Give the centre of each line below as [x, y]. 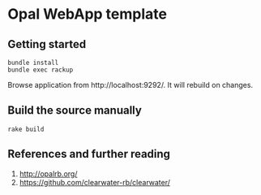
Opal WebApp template [88, 14]
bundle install [33, 63]
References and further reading [89, 154]
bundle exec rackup [41, 70]
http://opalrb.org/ [48, 173]
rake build [26, 129]
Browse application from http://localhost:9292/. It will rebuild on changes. [130, 85]
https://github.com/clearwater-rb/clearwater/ [95, 182]
